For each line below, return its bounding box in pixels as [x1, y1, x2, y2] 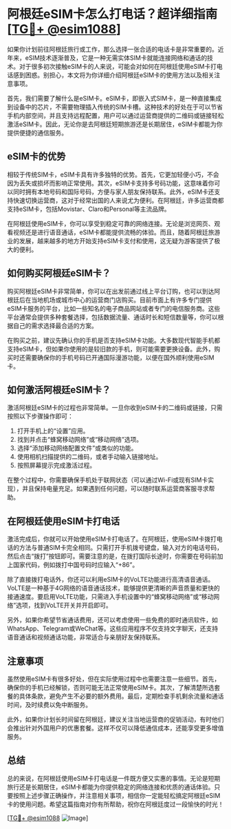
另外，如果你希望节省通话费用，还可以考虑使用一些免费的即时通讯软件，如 [7, 616, 218, 624]
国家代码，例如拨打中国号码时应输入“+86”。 [12, 561, 139, 569]
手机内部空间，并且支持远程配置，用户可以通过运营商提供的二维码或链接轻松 [7, 111, 224, 119]
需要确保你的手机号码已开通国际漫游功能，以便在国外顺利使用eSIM [25, 353, 214, 362]
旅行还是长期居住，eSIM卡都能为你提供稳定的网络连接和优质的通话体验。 [7, 783, 214, 791]
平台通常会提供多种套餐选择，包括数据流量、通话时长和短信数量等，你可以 [7, 313, 218, 321]
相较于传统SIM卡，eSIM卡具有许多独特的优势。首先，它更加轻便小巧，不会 [7, 170, 219, 178]
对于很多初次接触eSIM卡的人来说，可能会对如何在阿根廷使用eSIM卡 [19, 62, 211, 70]
